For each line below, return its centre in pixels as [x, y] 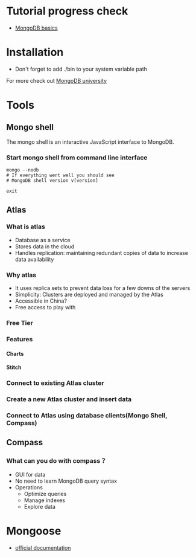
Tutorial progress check [67, 11]
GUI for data [30, 474]
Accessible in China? [41, 301]
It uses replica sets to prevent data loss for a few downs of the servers [103, 288]
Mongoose [34, 531]
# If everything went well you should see [60, 175]
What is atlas [26, 227]
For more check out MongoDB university [57, 80]
